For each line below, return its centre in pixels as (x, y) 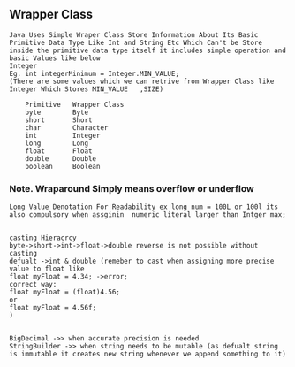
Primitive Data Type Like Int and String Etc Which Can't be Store (136, 42)
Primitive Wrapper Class (75, 104)
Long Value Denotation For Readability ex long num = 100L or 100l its (144, 207)
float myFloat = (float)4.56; (65, 292)
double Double (61, 158)
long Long (57, 143)
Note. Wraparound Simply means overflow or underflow (132, 188)
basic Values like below (55, 58)
